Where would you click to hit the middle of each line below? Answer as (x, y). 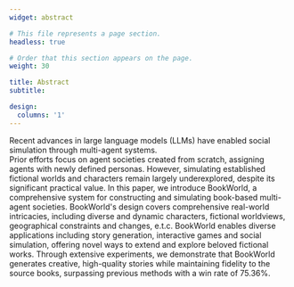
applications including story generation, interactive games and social (135, 235)
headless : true (37, 42)
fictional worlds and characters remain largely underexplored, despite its (142, 178)
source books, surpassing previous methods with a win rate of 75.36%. (140, 273)
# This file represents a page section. (86, 33)
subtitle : (28, 91)
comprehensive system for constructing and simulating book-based (134, 197)
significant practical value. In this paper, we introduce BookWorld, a (133, 187)
